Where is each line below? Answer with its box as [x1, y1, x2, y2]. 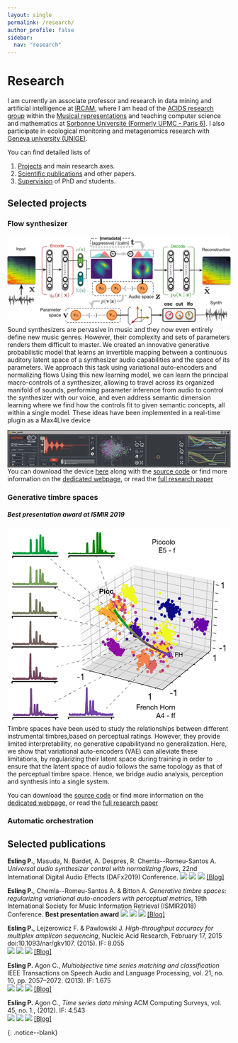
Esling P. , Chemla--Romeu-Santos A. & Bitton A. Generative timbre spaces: [7, 887, 227, 895]
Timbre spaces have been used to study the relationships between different [7, 724, 229, 732]
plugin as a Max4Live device [7, 416, 91, 424]
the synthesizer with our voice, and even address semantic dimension [7, 393, 211, 402]
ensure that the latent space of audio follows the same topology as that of [7, 761, 223, 771]
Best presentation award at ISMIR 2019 [7, 510, 125, 518]
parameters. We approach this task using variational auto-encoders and [7, 363, 217, 372]
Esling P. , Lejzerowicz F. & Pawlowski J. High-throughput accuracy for [7, 924, 214, 933]
